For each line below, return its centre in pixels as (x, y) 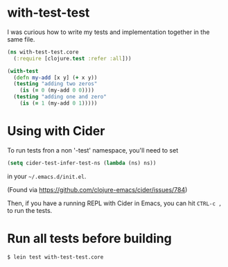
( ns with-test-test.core (43, 52)
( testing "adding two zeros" (55, 84)
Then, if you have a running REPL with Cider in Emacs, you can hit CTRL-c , (114, 203)
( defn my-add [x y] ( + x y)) (55, 78)
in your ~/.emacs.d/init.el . (47, 176)
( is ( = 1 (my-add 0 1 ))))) (59, 103)
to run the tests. (30, 210)
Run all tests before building (89, 238)
